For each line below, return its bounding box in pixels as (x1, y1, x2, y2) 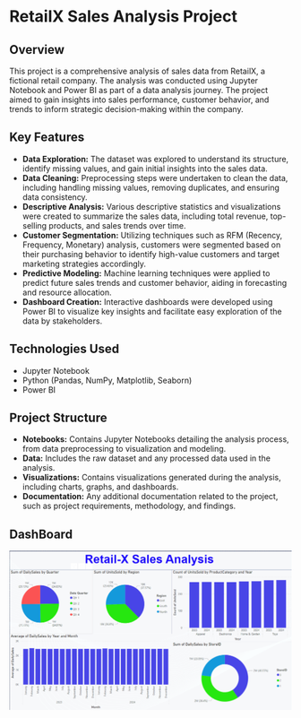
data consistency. (21, 191, 88, 203)
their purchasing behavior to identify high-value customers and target (21, 248, 280, 259)
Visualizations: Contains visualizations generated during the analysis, (21, 472, 282, 483)
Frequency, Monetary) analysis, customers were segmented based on (21, 239, 281, 250)
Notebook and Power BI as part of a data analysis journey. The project (9, 85, 269, 95)
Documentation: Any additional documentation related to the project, (21, 491, 279, 502)
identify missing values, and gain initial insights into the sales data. (21, 163, 269, 174)
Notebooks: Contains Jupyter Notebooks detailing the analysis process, (21, 434, 289, 445)
